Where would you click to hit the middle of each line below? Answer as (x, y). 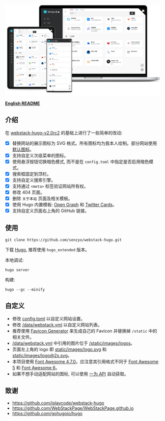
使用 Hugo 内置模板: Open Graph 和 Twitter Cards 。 (64, 205)
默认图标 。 (23, 149)
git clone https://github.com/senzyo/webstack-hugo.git (63, 240)
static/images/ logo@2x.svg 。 (42, 355)
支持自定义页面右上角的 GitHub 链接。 (51, 211)
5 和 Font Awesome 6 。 (36, 368)
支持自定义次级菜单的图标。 (40, 155)
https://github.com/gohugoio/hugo (47, 413)
